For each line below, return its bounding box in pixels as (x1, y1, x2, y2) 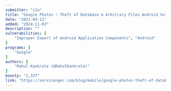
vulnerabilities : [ (5, 31, 47, 36)
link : (5, 78, 17, 83)
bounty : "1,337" (5, 73, 40, 78)
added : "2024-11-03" (5, 21, 49, 27)
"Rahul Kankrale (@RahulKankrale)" (14, 64, 90, 69)
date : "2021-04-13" (5, 17, 47, 22)
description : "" (5, 26, 40, 31)
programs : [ (5, 45, 31, 50)
